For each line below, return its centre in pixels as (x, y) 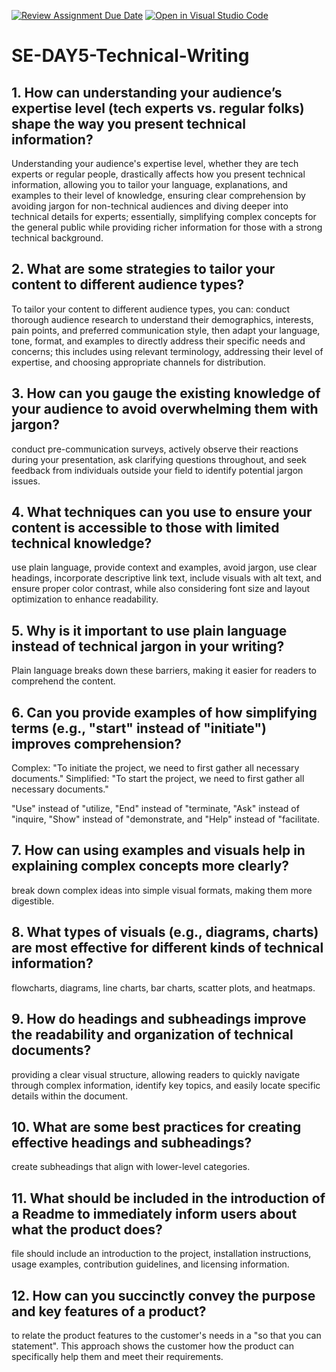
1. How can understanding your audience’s (147, 92)
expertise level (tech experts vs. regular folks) (158, 108)
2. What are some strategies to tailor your (143, 269)
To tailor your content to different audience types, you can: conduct (150, 309)
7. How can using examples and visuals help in (158, 850)
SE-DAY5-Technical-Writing (130, 56)
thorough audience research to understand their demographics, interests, (162, 319)
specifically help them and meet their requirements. (117, 1356)
